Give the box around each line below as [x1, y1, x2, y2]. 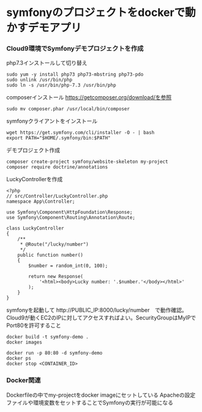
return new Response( [28, 274, 84, 280]
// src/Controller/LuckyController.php [6, 193, 108, 200]
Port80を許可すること [6, 322, 61, 329]
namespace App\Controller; [6, 198, 75, 205]
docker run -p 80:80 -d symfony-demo [6, 350, 103, 356]
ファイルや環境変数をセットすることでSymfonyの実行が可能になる [6, 399, 173, 406]
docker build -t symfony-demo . [6, 334, 89, 340]
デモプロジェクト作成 [6, 146, 60, 154]
